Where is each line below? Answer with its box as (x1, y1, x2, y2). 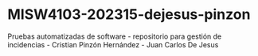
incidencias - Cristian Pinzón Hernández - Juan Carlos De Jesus (7, 39, 219, 49)
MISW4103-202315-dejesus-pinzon (7, 6, 251, 24)
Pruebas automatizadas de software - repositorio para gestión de (7, 32, 222, 41)
